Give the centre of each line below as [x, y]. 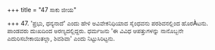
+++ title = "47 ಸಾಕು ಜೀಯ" [42, 10]
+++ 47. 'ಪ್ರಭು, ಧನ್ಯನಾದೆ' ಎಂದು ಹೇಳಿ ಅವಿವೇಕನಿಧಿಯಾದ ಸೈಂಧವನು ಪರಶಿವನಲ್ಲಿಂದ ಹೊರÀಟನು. [108, 23]
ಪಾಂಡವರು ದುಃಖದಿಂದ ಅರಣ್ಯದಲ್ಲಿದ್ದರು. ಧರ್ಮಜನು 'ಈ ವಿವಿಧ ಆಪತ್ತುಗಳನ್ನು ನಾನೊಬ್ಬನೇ [95, 31]
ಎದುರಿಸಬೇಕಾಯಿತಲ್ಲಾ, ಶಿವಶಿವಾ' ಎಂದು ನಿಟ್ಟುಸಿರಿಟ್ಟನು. [61, 39]
